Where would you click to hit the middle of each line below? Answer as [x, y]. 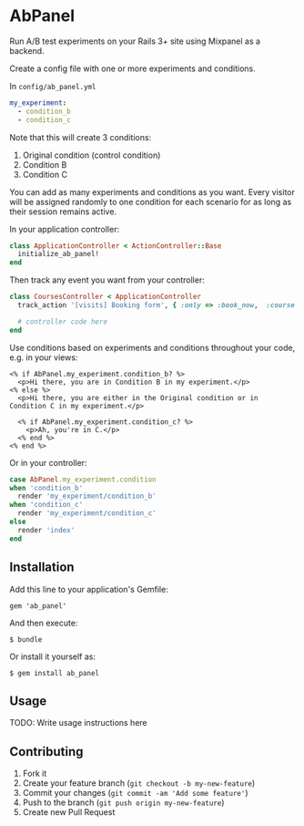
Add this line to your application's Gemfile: [89, 589]
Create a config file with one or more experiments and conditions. [133, 68]
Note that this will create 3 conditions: [81, 137]
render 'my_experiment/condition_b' [87, 496]
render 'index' [46, 530]
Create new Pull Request [69, 812]
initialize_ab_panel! [59, 254]
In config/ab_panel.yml [53, 86]
